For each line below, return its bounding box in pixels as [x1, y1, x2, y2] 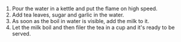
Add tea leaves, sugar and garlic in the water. [11, 11, 124, 18]
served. [11, 30, 31, 37]
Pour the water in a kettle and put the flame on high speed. [11, 5, 158, 12]
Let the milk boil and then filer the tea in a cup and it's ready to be [11, 24, 175, 31]
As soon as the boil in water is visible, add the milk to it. [11, 18, 149, 24]
